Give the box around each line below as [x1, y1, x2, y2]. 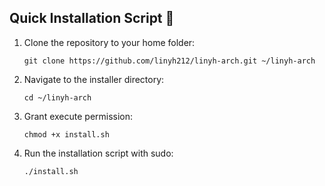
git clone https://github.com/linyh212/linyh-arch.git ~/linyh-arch [23, 56, 316, 66]
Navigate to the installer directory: [23, 73, 165, 85]
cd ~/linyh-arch [23, 92, 92, 103]
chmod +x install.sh [23, 129, 110, 140]
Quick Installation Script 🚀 [9, 10, 175, 27]
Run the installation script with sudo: [23, 147, 174, 159]
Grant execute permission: [23, 110, 134, 122]
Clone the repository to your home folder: [23, 36, 196, 48]
